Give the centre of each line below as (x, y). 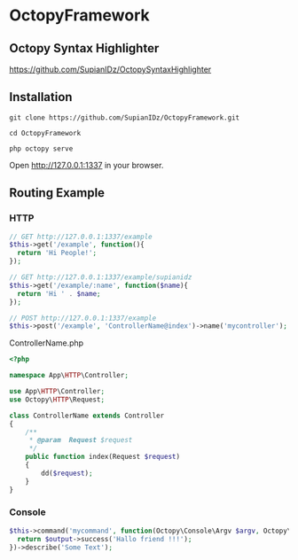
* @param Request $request (81, 440)
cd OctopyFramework (45, 133)
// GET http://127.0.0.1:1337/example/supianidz (101, 277)
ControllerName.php (47, 343)
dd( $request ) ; (67, 473)
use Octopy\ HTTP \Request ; (57, 400)
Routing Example (57, 193)
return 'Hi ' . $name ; (59, 293)
